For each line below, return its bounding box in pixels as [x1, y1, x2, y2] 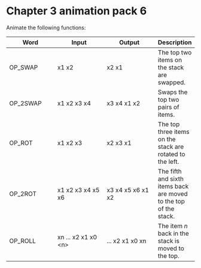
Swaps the [157, 88, 188, 96]
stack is [157, 236, 179, 245]
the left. [157, 157, 179, 166]
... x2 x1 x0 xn [106, 236, 147, 245]
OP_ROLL [9, 236, 36, 245]
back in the [157, 229, 190, 237]
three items [157, 127, 190, 136]
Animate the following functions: [6, 24, 86, 31]
